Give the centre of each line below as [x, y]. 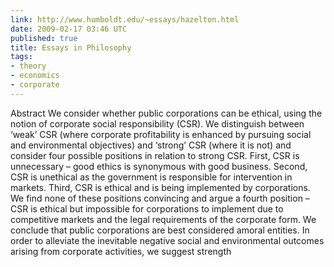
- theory [28, 66]
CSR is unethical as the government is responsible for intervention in [151, 177]
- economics [35, 76]
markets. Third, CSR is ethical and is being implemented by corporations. [160, 187]
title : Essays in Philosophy [71, 47]
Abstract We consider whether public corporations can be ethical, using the [166, 113]
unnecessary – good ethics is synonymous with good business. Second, [159, 166]
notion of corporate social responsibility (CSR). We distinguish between [157, 123]
